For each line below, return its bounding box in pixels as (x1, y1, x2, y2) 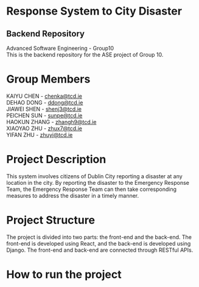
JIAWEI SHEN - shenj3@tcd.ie (6, 105, 82, 112)
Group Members (6, 72, 91, 86)
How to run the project (6, 268, 122, 281)
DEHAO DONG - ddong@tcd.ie (6, 99, 83, 106)
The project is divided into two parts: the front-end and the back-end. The (6, 233, 192, 241)
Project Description (6, 153, 106, 167)
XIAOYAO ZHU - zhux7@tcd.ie (6, 125, 82, 132)
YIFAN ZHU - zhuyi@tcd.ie (6, 131, 73, 138)
